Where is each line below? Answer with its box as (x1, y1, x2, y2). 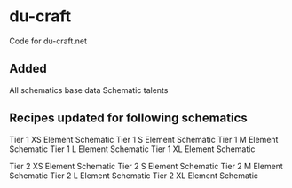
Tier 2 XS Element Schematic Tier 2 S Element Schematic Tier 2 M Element (9, 161, 284, 171)
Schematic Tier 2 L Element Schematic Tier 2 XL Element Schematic (9, 170, 259, 181)
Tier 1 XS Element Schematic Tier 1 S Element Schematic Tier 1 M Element (9, 134, 279, 145)
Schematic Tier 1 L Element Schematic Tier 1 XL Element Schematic (9, 144, 256, 154)
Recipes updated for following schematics (9, 111, 249, 126)
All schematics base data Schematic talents (9, 84, 169, 95)
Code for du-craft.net (9, 35, 87, 46)
